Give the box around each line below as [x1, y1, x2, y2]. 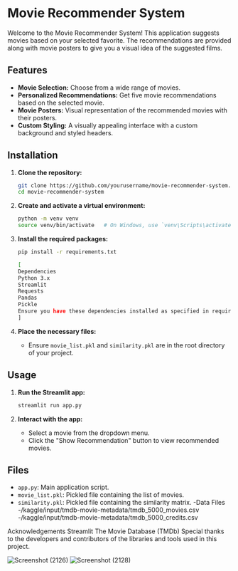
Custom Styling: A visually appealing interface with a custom [17, 121, 198, 130]
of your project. [28, 348, 74, 357]
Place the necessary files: [17, 327, 97, 335]
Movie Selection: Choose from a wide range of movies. [17, 83, 181, 92]
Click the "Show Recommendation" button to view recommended [28, 436, 220, 444]
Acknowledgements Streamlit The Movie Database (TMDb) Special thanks [7, 527, 225, 535]
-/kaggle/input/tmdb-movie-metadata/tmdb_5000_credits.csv [17, 513, 198, 522]
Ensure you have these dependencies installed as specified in [17, 308, 210, 315]
